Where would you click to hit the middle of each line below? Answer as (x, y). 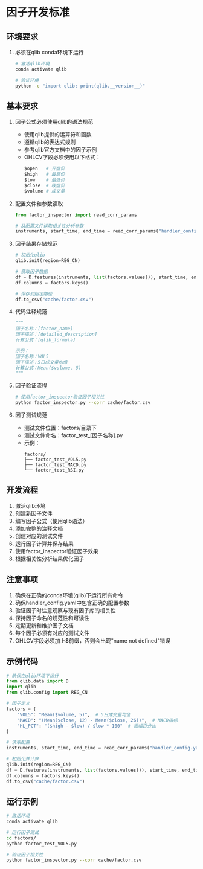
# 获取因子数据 (31, 272)
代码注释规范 (31, 312)
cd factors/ (21, 838)
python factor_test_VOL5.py (42, 844)
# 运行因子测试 (23, 832)
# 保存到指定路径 (34, 293)
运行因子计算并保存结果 (44, 544)
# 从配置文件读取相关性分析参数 (49, 226)
